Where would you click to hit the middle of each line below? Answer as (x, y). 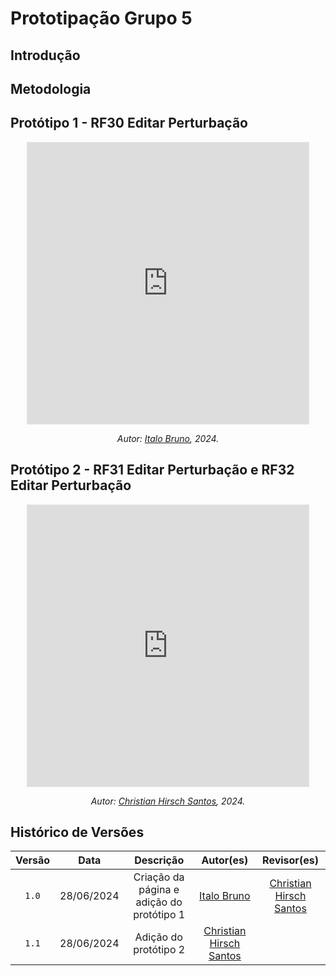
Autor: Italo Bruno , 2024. (168, 438)
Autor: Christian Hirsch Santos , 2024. (168, 801)
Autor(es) (225, 860)
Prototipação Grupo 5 (101, 18)
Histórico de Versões (77, 832)
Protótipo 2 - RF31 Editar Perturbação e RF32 (152, 470)
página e (159, 890)
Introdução (45, 55)
